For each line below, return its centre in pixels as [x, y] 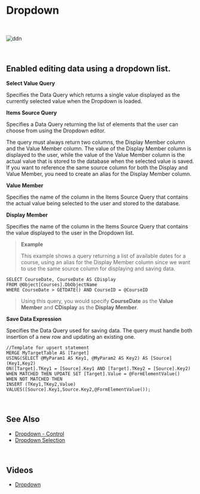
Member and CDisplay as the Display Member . [79, 307]
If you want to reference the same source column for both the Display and [97, 167]
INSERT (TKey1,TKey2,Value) [41, 384]
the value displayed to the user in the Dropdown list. [70, 233]
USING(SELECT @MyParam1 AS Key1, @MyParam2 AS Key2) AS [77, 358]
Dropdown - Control [39, 434]
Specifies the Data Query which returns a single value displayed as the [93, 95]
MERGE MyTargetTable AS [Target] [48, 353]
